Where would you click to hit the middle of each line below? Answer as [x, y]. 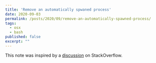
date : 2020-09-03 [23, 14]
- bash [16, 32]
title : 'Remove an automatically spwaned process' [58, 10]
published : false [23, 37]
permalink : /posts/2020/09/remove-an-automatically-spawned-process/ [78, 19]
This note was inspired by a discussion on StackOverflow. [64, 55]
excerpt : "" [17, 42]
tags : [11, 23]
